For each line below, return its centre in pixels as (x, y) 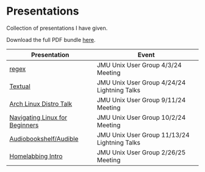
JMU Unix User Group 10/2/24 (141, 117)
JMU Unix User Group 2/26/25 (141, 152)
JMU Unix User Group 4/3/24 (139, 65)
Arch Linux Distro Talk (41, 103)
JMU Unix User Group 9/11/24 (141, 100)
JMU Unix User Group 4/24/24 (141, 82)
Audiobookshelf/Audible (44, 139)
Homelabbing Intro (36, 156)
